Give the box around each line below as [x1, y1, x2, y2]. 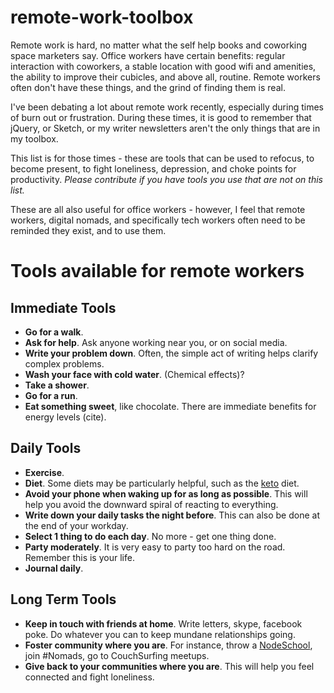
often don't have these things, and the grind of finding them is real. [10, 81, 286, 93]
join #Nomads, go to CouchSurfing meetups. [24, 649, 210, 661]
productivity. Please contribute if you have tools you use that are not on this [10, 173, 323, 185]
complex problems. [24, 357, 105, 370]
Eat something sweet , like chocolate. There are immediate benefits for [24, 400, 317, 412]
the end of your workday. [24, 519, 129, 531]
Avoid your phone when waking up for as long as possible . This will [24, 487, 308, 500]
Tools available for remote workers [10, 260, 305, 283]
